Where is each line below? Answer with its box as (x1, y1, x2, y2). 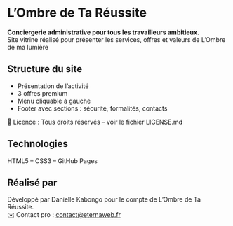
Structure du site (7, 63, 83, 75)
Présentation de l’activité (17, 82, 89, 90)
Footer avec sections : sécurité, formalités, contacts (17, 104, 168, 113)
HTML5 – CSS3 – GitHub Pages (7, 156, 98, 165)
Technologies (7, 138, 69, 150)
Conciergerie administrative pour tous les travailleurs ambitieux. (7, 28, 200, 36)
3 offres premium (17, 89, 68, 97)
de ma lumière (7, 43, 49, 51)
